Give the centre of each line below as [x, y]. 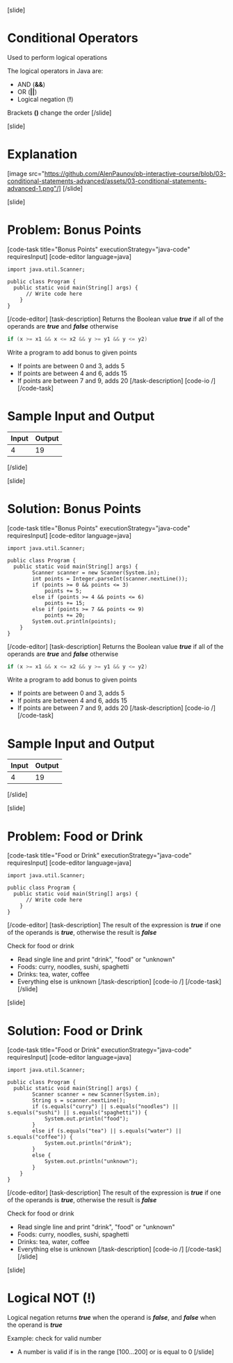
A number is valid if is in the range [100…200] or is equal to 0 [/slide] [115, 1352]
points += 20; [65, 615]
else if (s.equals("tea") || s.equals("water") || [107, 1131]
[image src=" [26, 173]
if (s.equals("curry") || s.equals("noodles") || [105, 1107]
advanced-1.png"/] [34, 188]
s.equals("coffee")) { [40, 1137]
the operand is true [35, 1325]
